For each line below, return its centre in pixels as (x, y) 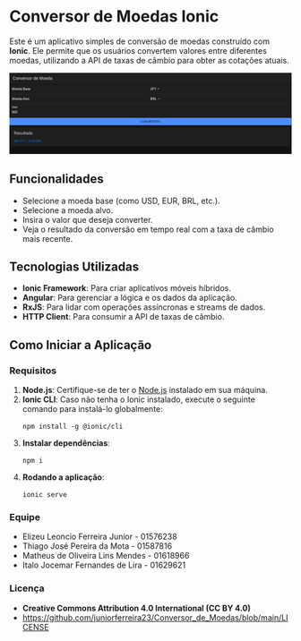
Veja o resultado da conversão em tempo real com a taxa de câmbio (148, 229)
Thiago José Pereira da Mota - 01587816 (97, 546)
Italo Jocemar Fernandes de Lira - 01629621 (104, 565)
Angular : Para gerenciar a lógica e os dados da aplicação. (129, 298)
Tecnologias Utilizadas (74, 266)
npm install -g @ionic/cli (73, 427)
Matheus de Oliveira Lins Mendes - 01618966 (106, 556)
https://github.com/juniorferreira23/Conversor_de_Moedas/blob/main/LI (155, 617)
